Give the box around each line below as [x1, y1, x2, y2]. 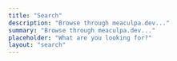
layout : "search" [8, 41, 66, 49]
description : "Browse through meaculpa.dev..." [8, 19, 171, 27]
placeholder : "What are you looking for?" [8, 33, 152, 42]
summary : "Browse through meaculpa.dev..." [8, 26, 156, 34]
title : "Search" [8, 11, 62, 20]
